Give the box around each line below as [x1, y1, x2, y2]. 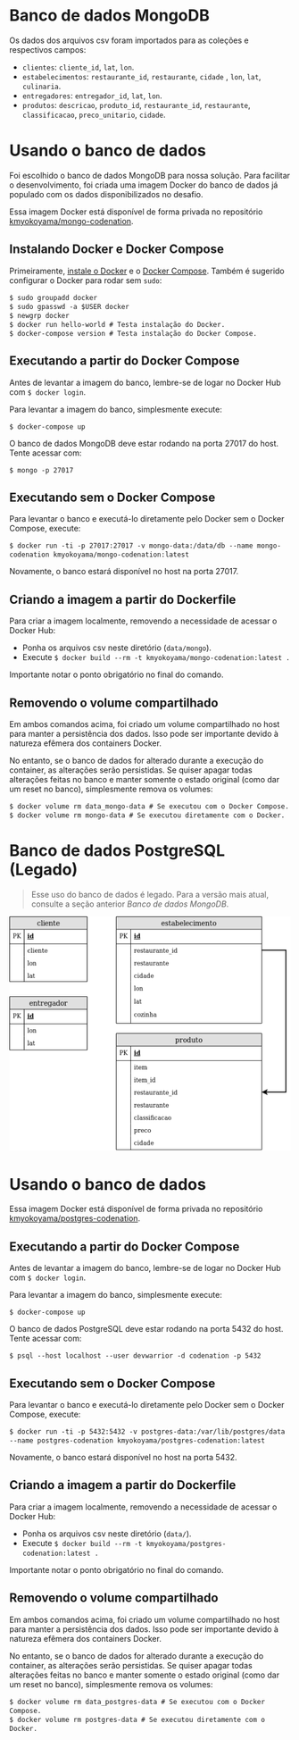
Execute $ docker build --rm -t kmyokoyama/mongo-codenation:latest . [21, 652, 290, 663]
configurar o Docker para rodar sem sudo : [9, 274, 162, 286]
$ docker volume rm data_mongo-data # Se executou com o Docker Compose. [9, 801, 290, 811]
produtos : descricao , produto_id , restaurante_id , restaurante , [21, 99, 252, 110]
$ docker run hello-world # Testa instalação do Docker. [9, 320, 226, 329]
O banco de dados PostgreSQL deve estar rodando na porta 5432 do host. [9, 1324, 284, 1334]
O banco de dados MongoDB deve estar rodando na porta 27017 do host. [9, 438, 279, 448]
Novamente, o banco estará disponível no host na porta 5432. [9, 1452, 238, 1463]
